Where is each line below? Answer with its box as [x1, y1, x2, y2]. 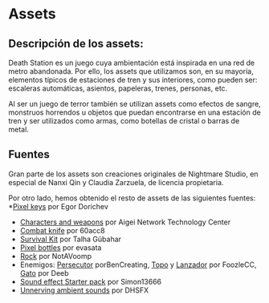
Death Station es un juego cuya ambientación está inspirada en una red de [8, 58, 255, 67]
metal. [8, 125, 30, 134]
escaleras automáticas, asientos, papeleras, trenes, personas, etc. [8, 83, 228, 93]
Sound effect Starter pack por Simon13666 [19, 277, 162, 286]
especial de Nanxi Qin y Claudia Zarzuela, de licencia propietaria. [8, 177, 224, 187]
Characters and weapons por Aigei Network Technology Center [19, 217, 231, 227]
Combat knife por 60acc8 [19, 225, 106, 235]
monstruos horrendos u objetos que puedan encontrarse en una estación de [8, 107, 261, 117]
